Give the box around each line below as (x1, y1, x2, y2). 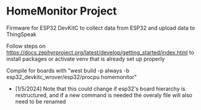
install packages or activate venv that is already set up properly (6, 55, 165, 62)
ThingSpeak (6, 30, 36, 37)
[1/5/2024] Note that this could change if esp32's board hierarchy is (15, 85, 186, 92)
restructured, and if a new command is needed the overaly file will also (15, 91, 192, 99)
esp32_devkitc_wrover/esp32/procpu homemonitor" (6, 73, 137, 80)
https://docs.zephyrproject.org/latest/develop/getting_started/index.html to (6, 48, 194, 56)
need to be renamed (15, 98, 66, 105)
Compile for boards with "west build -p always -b (6, 66, 129, 74)
